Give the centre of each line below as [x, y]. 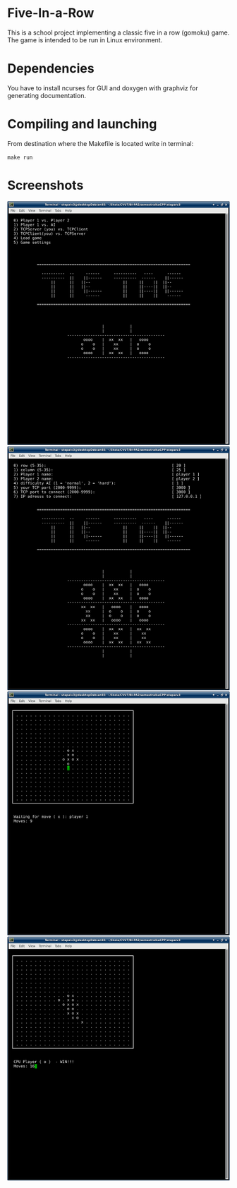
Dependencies [51, 69]
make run [20, 157]
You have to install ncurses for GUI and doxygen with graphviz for [103, 88]
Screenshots [45, 186]
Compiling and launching [82, 124]
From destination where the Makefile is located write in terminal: [101, 143]
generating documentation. [47, 95]
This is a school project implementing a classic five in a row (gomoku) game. [119, 32]
